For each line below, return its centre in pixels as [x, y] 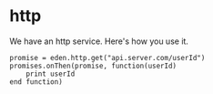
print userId [51, 74]
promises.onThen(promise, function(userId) [93, 66]
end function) [36, 82]
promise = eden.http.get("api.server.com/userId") [107, 57]
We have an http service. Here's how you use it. [99, 41]
